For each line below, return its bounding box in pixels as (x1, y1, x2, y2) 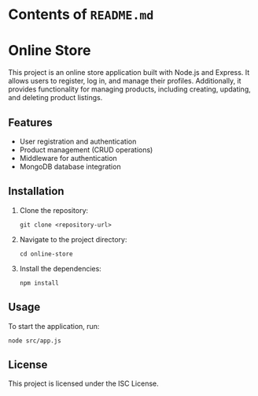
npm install (19, 278, 59, 287)
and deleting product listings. (8, 93, 103, 103)
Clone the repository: (19, 205, 89, 215)
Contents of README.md (8, 6, 154, 24)
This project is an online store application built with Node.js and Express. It (8, 68, 250, 77)
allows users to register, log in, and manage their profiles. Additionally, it (8, 77, 241, 86)
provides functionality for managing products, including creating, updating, (8, 84, 252, 94)
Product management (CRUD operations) (19, 144, 153, 155)
